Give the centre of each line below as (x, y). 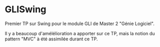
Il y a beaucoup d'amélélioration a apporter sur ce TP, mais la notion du (80, 33)
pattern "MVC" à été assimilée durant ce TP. (51, 39)
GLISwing (26, 9)
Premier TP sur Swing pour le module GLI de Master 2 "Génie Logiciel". (79, 24)
